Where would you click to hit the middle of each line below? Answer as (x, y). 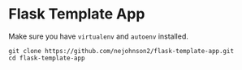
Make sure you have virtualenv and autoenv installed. (98, 36)
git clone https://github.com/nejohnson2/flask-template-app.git (121, 51)
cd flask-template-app (47, 58)
